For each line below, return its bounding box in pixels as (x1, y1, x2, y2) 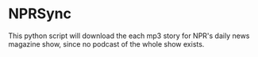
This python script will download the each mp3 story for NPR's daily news (8, 31, 250, 40)
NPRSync (8, 5, 71, 23)
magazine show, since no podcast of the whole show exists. (8, 39, 205, 48)
